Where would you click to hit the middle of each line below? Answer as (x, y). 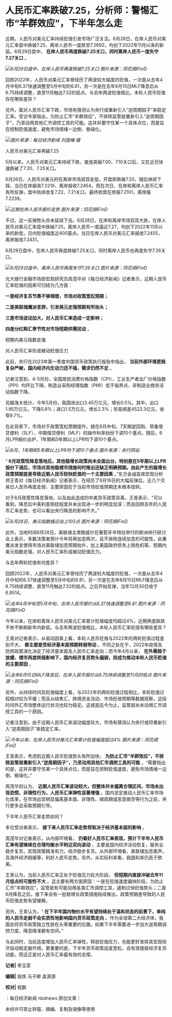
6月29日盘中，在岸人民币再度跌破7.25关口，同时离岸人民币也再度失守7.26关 (85, 250)
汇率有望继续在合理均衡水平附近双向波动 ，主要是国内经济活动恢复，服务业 (84, 844)
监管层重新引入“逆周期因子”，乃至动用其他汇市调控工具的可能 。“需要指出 (88, 762)
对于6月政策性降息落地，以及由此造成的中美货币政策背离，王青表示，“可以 (84, 497)
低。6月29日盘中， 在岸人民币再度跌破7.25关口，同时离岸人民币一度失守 (82, 51)
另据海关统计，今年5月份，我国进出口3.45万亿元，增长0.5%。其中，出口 (82, 402)
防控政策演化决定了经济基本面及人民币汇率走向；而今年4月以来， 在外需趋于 (86, 651)
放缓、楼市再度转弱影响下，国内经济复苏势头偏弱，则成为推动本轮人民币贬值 (86, 657)
